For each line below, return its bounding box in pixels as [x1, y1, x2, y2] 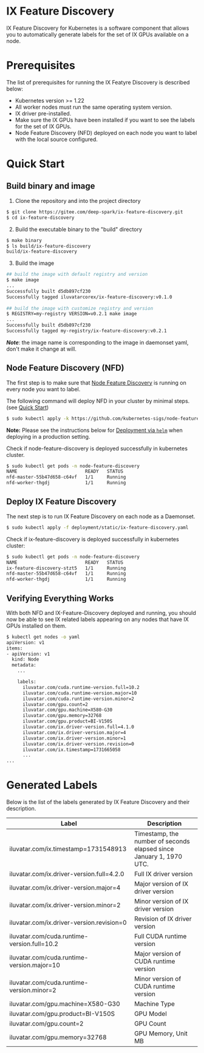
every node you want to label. [6, 385, 81, 393]
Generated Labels [6, 778, 98, 792]
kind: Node [12, 656, 39, 663]
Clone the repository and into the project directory [15, 197, 141, 204]
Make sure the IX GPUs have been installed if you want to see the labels [15, 116, 195, 123]
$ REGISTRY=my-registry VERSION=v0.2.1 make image [6, 311, 137, 317]
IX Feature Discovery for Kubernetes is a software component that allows [6, 24, 189, 32]
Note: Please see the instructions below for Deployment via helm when [6, 427, 183, 434]
